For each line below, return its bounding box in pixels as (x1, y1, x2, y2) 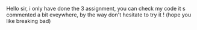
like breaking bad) (6, 18, 51, 24)
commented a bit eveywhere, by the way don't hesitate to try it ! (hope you (6, 11, 192, 18)
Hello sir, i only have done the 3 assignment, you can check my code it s (6, 5, 186, 12)
